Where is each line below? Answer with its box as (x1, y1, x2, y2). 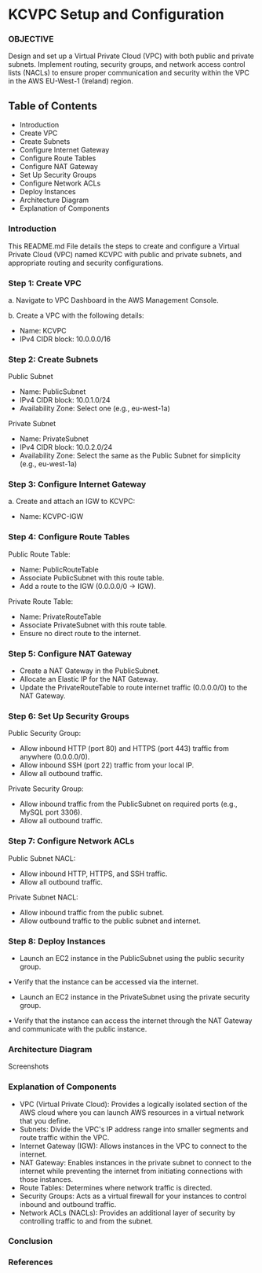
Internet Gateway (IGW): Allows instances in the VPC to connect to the (19, 1141, 247, 1150)
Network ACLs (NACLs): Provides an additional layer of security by (19, 1208, 235, 1217)
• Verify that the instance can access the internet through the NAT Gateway (8, 1016, 253, 1025)
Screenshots (8, 1061, 49, 1071)
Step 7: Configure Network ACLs (8, 836, 135, 847)
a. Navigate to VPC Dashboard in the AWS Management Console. (8, 295, 219, 304)
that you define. (19, 1116, 71, 1125)
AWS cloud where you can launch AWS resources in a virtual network (19, 1107, 245, 1117)
